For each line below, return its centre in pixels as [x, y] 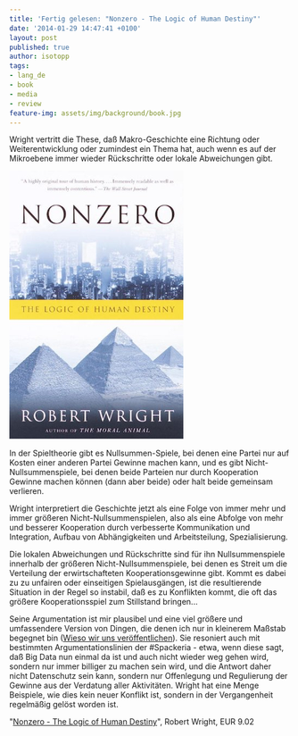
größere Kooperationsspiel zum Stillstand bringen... [103, 602]
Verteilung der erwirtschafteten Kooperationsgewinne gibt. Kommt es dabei [148, 573]
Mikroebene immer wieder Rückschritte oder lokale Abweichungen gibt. [141, 159]
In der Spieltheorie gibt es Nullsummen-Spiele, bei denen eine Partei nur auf [149, 453]
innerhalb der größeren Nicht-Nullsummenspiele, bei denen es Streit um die [149, 564]
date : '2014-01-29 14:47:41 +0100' [75, 28]
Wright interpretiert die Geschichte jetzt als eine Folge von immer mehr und [148, 508]
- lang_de [28, 76]
